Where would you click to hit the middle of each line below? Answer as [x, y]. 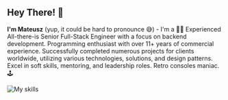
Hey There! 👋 [35, 13]
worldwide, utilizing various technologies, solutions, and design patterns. [110, 58]
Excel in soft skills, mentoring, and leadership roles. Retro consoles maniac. [113, 65]
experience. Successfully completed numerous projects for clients [101, 51]
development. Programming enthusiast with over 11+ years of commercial [111, 43]
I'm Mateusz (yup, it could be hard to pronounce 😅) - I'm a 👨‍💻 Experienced [114, 29]
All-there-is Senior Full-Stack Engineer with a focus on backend [97, 36]
